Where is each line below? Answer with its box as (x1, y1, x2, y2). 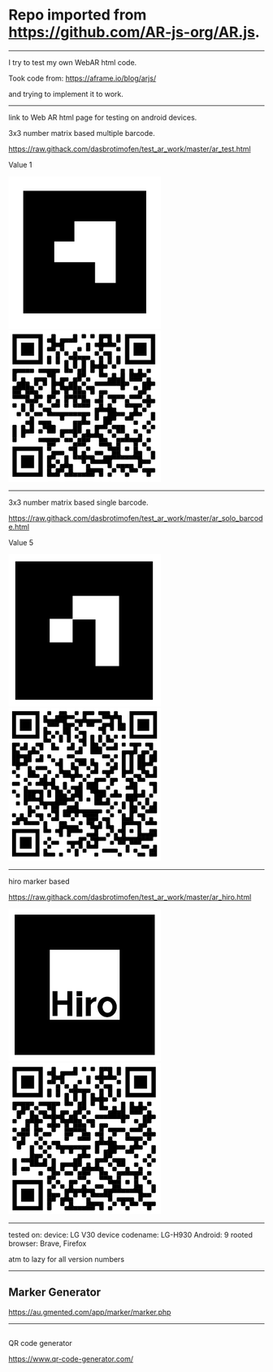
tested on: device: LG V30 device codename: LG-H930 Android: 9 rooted (8, 1230, 253, 1240)
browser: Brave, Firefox (8, 1239, 87, 1248)
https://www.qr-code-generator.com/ (8, 1354, 134, 1364)
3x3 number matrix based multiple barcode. (8, 128, 156, 138)
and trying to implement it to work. (8, 89, 124, 98)
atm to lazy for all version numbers (8, 1255, 124, 1265)
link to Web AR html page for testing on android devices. (8, 112, 197, 122)
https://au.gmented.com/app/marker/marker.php (8, 1307, 171, 1317)
